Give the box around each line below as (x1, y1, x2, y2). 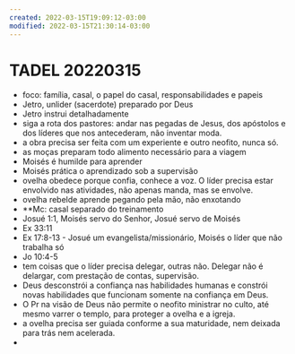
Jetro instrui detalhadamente (22, 108, 129, 119)
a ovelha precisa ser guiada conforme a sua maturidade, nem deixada (22, 318, 281, 329)
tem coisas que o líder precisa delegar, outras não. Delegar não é (22, 261, 264, 272)
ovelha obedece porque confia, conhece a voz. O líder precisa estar (22, 176, 273, 186)
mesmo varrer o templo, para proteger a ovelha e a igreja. (22, 308, 236, 319)
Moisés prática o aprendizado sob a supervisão (22, 166, 199, 177)
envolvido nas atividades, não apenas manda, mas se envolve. (22, 185, 254, 195)
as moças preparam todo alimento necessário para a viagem (22, 147, 247, 158)
